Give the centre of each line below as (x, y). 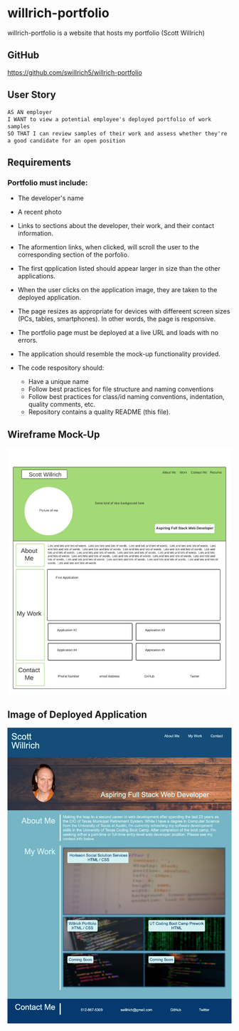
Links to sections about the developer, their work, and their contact (116, 226)
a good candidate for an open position (67, 140)
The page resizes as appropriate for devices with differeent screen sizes (124, 311)
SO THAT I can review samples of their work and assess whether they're (117, 133)
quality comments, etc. (62, 405)
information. (35, 234)
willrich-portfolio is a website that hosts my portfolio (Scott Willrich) (106, 33)
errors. (27, 341)
